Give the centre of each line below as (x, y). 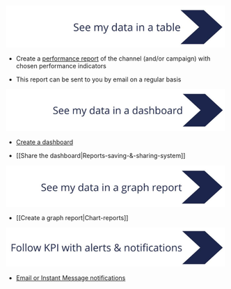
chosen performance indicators (61, 66)
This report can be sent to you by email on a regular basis (98, 79)
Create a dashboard (45, 142)
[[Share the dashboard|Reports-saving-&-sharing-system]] (101, 155)
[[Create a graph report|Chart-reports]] (72, 217)
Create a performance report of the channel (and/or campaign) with (113, 58)
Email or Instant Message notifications (71, 278)
